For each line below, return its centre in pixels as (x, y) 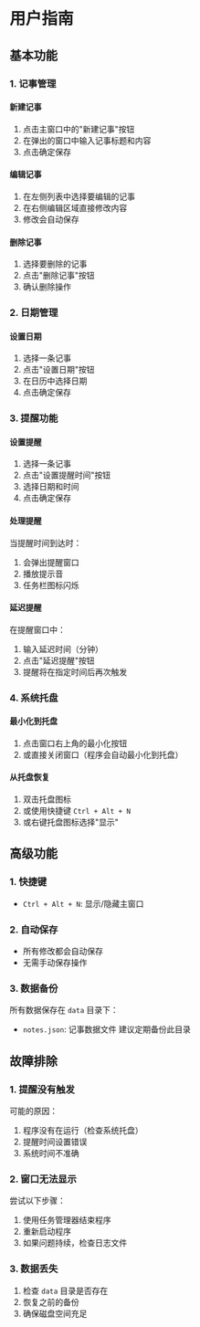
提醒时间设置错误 (55, 1142)
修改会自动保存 (51, 219)
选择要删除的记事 (55, 264)
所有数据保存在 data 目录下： (64, 1010)
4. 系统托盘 (34, 698)
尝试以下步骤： (37, 1201)
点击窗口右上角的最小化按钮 (75, 743)
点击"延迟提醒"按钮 (58, 660)
